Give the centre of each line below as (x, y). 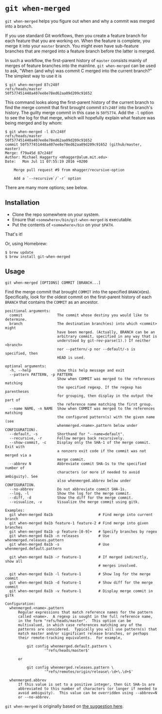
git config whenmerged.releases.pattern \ (70, 667)
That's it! (14, 234)
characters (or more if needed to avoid (98, 472)
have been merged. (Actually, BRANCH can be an (106, 332)
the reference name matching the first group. (105, 404)
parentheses (17, 391)
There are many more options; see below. (47, 187)
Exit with (15, 447)
